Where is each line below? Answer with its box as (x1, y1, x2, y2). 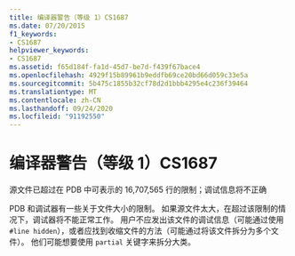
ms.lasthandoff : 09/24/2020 (9, 104, 114, 113)
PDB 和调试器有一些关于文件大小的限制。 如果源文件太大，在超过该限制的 (9, 204, 279, 214)
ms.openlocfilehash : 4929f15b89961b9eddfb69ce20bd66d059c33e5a (9, 71, 249, 80)
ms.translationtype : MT (9, 87, 98, 96)
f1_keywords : (9, 29, 58, 38)
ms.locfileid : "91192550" (9, 112, 105, 121)
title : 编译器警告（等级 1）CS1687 (9, 12, 129, 22)
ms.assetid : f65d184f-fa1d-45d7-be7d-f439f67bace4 (9, 63, 201, 72)
